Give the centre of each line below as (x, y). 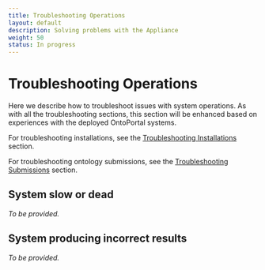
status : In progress (42, 45)
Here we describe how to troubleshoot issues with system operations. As (127, 106)
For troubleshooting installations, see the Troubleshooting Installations (123, 138)
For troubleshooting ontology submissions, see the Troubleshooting (118, 162)
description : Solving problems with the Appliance (93, 30)
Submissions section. (43, 170)
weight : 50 (26, 37)
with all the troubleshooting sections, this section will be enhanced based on (133, 114)
